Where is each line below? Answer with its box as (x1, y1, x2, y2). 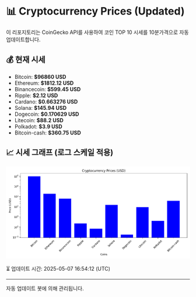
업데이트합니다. (6, 36, 41, 43)
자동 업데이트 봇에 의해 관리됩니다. (6, 285, 84, 292)
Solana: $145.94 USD (14, 104, 67, 111)
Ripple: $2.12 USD (14, 92, 58, 99)
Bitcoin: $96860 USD (14, 73, 66, 80)
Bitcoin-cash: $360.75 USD (14, 129, 82, 136)
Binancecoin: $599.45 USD (14, 85, 81, 92)
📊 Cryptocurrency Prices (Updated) (6, 5, 185, 18)
